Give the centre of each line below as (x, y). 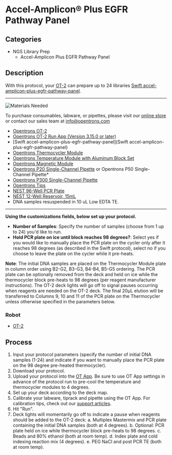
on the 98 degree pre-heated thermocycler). (59, 365)
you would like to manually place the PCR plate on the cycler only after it (89, 242)
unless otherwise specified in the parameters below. (60, 301)
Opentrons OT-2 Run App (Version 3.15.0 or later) (64, 136)
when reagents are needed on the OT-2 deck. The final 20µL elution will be (84, 291)
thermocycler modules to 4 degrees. (51, 387)
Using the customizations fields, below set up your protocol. (71, 216)
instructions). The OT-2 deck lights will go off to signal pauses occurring (81, 285)
